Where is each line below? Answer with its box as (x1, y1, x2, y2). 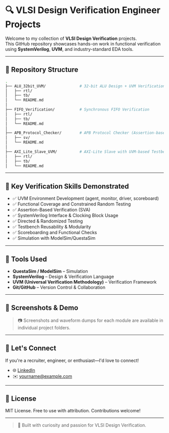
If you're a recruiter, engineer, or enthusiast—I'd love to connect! (5, 357, 139, 363)
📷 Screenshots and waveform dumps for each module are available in (17, 317, 163, 323)
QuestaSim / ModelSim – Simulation (12, 268, 88, 274)
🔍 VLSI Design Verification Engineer (5, 5, 161, 16)
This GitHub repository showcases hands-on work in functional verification (5, 40, 161, 46)
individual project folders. (17, 324, 70, 331)
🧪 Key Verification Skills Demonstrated (5, 182, 129, 190)
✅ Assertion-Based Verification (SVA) (12, 207, 91, 213)
